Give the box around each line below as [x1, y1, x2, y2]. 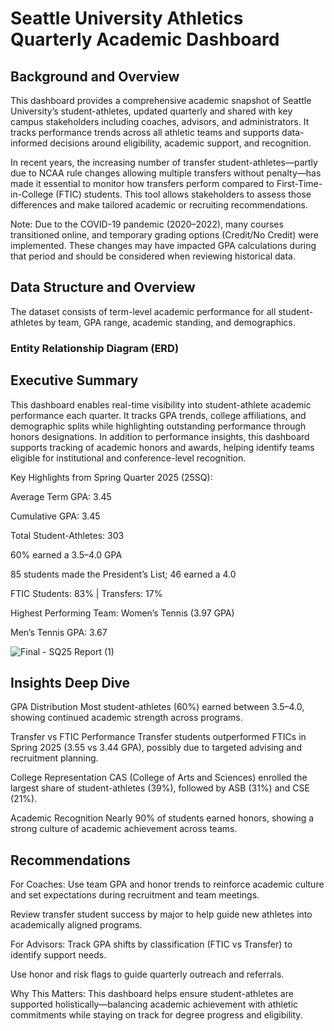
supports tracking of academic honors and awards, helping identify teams [10, 441, 315, 453]
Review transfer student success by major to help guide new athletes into [10, 908, 313, 921]
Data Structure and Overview [10, 279, 196, 296]
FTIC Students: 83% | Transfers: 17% [10, 587, 163, 599]
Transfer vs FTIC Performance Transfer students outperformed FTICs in [10, 731, 307, 743]
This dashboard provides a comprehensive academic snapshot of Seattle [10, 95, 312, 106]
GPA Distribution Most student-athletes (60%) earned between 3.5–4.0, [10, 701, 305, 713]
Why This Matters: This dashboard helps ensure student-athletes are [10, 988, 294, 1000]
